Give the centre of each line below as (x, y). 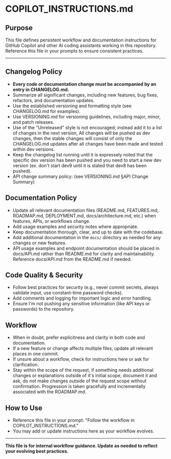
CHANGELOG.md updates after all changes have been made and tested (88, 144)
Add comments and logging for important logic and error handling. (82, 298)
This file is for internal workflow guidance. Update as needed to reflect (81, 446)
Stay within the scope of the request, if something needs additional (83, 370)
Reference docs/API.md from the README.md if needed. (72, 259)
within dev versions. (34, 149)
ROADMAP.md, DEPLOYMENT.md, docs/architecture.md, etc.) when (84, 216)
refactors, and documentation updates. (54, 100)
